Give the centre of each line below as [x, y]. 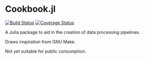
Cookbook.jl [30, 9]
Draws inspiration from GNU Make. [40, 42]
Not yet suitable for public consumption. [46, 51]
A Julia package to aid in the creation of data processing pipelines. [72, 32]
